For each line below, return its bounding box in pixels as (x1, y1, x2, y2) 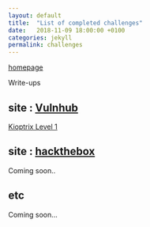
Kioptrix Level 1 (8, 122, 58, 131)
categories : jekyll (8, 33, 73, 42)
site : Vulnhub (8, 100, 79, 115)
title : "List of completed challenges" (8, 19, 144, 27)
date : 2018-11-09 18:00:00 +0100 (8, 26, 126, 34)
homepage (8, 62, 43, 72)
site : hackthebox (8, 145, 96, 158)
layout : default (8, 11, 62, 20)
